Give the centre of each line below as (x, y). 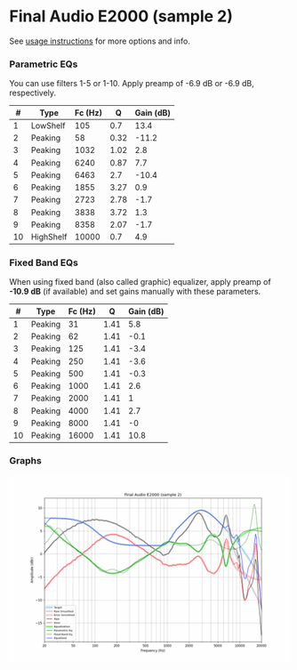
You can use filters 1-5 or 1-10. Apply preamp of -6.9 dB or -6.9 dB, (132, 84)
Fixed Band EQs (44, 262)
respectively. (32, 93)
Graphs (25, 461)
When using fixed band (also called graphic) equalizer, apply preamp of (140, 282)
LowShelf (48, 125)
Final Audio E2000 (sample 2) (121, 16)
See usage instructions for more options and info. (100, 41)
